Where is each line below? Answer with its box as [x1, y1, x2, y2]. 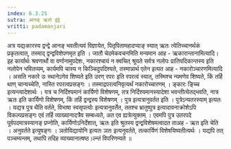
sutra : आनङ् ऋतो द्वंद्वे [7, 16, 60, 23]
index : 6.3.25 [7, 10, 48, 17]
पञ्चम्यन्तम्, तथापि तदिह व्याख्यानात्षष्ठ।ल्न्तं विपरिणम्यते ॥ [7, 135, 132, 143]
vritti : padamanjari [7, 23, 67, 30]
